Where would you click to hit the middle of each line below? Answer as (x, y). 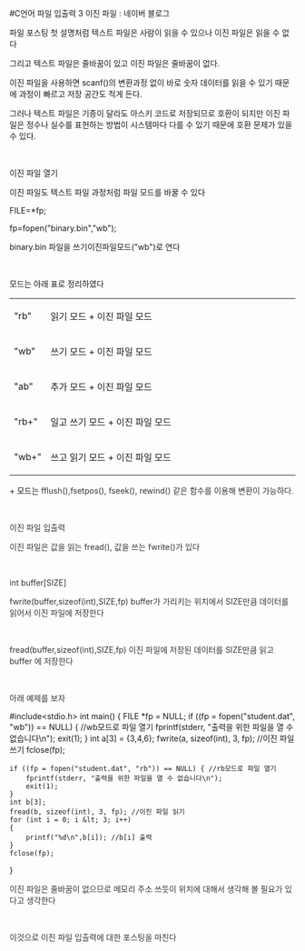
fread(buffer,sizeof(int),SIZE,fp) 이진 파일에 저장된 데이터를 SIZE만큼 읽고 (142, 650)
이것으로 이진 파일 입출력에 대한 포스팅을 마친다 (93, 937)
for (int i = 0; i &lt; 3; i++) (70, 820)
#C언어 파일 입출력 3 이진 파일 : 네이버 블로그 (90, 13)
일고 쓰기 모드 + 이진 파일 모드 (111, 422)
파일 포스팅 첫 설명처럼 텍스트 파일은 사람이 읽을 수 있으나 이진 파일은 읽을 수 (145, 33)
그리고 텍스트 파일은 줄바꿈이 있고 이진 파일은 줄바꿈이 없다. (115, 63)
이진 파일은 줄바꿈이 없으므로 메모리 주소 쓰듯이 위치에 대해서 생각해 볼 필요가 (146, 889)
